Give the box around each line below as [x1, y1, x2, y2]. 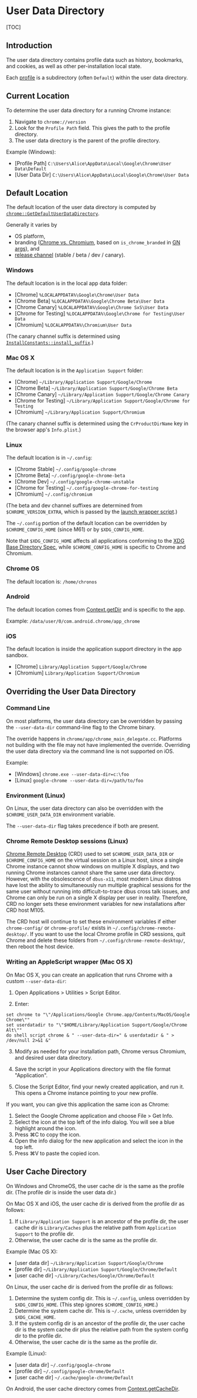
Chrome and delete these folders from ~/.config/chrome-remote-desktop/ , [6, 937, 186, 944]
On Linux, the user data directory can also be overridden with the [6, 805, 164, 812]
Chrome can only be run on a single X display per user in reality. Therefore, [6, 894, 188, 901]
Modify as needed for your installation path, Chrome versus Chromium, [14, 1048, 186, 1055]
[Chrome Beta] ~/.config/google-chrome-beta [14, 472, 125, 479]
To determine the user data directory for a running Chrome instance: [6, 107, 172, 114]
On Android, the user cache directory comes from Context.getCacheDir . [6, 1385, 180, 1392]
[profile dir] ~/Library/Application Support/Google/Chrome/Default [14, 1266, 178, 1273]
